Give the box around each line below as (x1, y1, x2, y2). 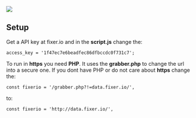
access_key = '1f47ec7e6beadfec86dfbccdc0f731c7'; (6, 50, 135, 56)
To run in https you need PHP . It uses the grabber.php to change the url (6, 60, 184, 67)
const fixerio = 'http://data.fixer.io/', (6, 106, 114, 112)
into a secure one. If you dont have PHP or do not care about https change (6, 66, 190, 74)
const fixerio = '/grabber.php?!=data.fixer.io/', (6, 84, 135, 90)
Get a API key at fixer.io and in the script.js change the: (6, 38, 143, 45)
